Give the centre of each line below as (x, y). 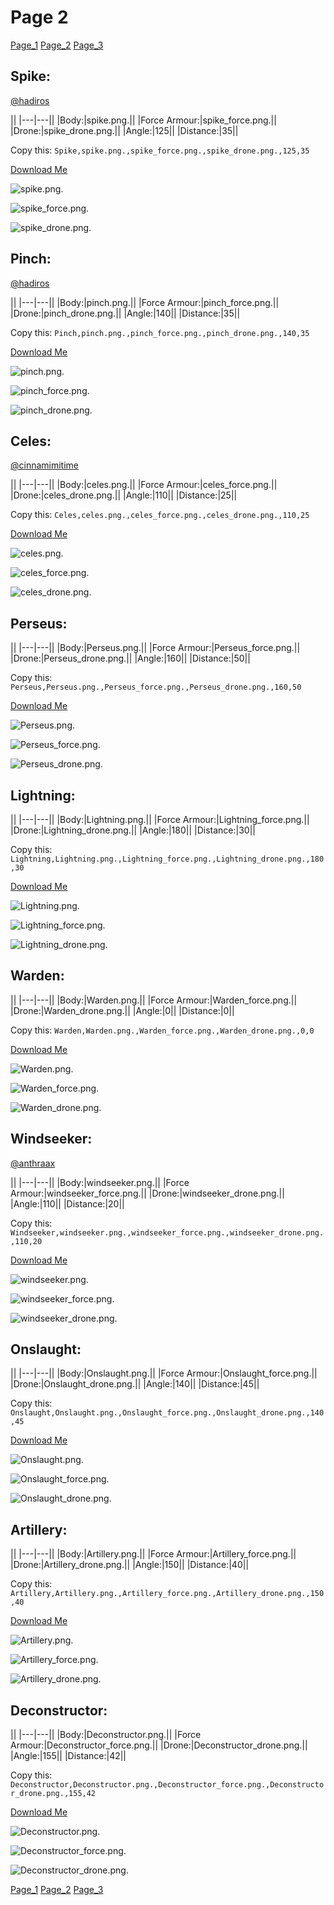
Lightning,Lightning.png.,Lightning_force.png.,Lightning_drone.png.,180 (167, 859)
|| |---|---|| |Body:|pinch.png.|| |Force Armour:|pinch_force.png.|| (145, 302)
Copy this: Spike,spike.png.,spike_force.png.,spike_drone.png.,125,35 (160, 150)
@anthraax (33, 1163)
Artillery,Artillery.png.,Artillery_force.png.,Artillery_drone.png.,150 (167, 1594)
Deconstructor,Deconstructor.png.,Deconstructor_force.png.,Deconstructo (167, 1785)
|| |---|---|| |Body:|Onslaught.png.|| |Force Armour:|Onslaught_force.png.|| (164, 1373)
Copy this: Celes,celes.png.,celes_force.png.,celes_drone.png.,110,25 (160, 515)
